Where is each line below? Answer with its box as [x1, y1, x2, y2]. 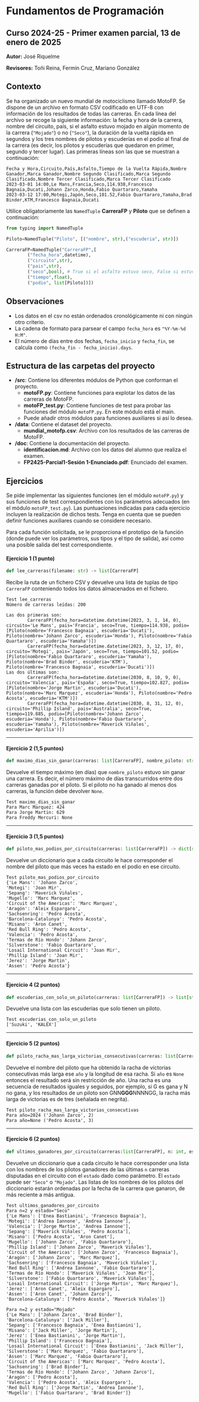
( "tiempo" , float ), [27, 274, 73, 280]
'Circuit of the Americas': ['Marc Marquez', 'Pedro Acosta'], [6, 1359, 166, 1365]
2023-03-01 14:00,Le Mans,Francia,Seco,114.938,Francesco [6, 181, 152, 187]
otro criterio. [14, 318, 46, 325]
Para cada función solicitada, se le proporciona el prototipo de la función [6, 529, 184, 536]
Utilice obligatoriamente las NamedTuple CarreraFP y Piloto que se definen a [6, 207, 190, 215]
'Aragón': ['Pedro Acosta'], [6, 1374, 78, 1380]
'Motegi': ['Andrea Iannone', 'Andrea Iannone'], [6, 1218, 131, 1224]
